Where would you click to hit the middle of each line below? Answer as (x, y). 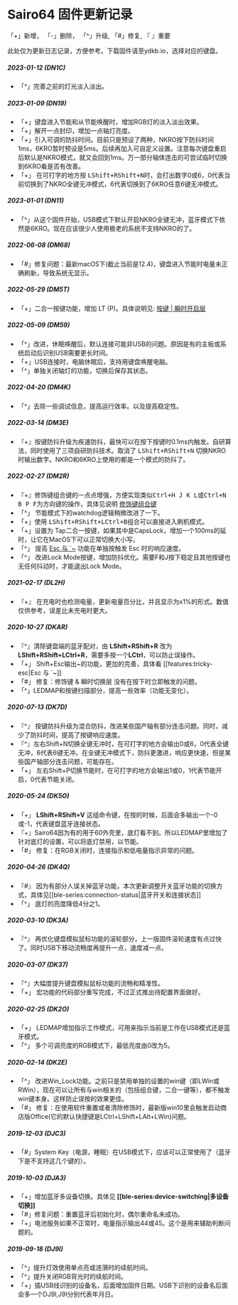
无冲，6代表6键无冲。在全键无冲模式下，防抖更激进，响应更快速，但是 (121, 752)
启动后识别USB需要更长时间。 (68, 353)
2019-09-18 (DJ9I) (36, 1249)
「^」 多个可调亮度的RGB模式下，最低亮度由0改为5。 (96, 1046)
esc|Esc (29, 672)
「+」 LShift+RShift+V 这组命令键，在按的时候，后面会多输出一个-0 (118, 815)
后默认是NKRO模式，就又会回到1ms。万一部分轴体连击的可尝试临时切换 (122, 157)
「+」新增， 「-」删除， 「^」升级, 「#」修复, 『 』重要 (89, 36)
